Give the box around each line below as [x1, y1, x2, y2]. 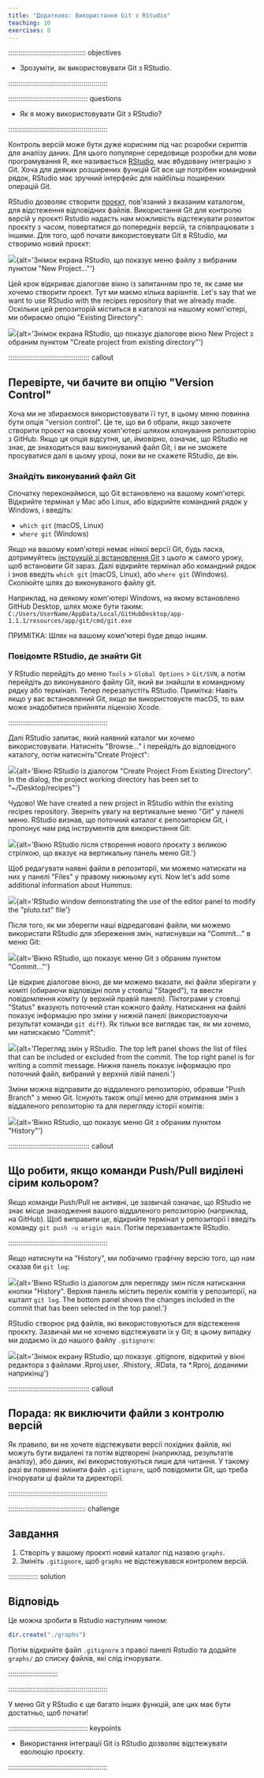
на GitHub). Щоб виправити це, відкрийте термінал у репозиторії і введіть [8, 1214, 256, 1224]
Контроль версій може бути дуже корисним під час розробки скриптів [8, 140, 248, 149]
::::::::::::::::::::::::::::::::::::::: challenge [8, 1504, 120, 1514]
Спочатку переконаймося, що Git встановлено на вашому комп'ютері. [8, 489, 246, 498]
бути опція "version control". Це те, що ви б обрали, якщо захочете [8, 417, 232, 427]
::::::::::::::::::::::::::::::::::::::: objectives [8, 48, 121, 58]
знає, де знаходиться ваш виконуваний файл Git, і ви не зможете [8, 443, 228, 452]
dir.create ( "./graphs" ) [8, 1631, 87, 1639]
